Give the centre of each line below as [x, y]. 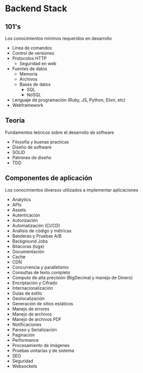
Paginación [23, 335]
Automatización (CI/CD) [36, 225]
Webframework [28, 105]
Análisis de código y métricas [42, 230]
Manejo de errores [31, 309]
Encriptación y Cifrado [35, 283]
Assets [19, 210]
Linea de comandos [32, 48]
